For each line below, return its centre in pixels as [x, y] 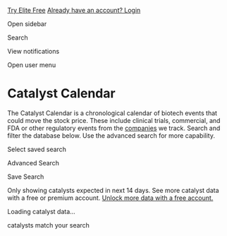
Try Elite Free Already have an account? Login [74, 10]
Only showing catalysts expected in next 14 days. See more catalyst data [114, 190]
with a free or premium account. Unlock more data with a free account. [110, 198]
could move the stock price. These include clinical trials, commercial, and [114, 120]
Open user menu [32, 65]
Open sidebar [27, 24]
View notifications [33, 51]
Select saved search [37, 149]
